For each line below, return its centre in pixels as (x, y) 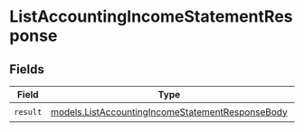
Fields (27, 69)
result (28, 112)
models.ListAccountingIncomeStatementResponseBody (169, 112)
